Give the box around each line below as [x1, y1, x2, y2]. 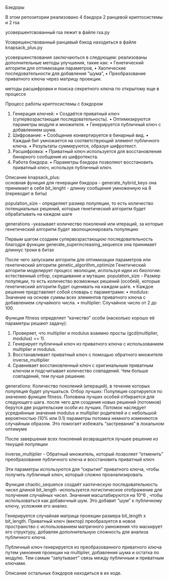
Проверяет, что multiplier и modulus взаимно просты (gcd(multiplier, [12, 330, 159, 336]
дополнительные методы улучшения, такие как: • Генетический [5, 60, 144, 65]
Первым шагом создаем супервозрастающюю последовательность [5, 236, 153, 242]
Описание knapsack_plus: [5, 174, 61, 180]
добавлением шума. [12, 127, 57, 133]
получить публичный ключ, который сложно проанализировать [5, 472, 143, 478]
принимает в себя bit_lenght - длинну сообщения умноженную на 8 [5, 185, 151, 191]
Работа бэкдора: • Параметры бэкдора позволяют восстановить [12, 159, 154, 165]
